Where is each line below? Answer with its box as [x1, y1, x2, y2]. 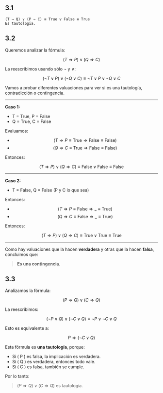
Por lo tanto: [5, 374, 30, 379]
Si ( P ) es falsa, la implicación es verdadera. [12, 354, 101, 359]
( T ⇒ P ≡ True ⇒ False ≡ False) [53, 137, 117, 143]
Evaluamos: [5, 128, 28, 134]
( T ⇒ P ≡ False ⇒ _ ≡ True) [58, 206, 113, 212]
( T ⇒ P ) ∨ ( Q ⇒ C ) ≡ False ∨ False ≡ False [39, 164, 124, 170]
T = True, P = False [12, 113, 50, 119]
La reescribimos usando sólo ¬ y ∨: [5, 66, 76, 72]
